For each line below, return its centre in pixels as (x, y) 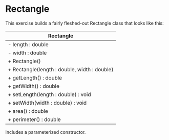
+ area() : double (28, 111)
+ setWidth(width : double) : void (47, 103)
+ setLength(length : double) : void (49, 94)
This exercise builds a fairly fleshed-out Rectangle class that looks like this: (84, 23)
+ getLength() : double (35, 77)
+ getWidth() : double (34, 86)
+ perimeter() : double (34, 119)
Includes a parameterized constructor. (46, 132)
